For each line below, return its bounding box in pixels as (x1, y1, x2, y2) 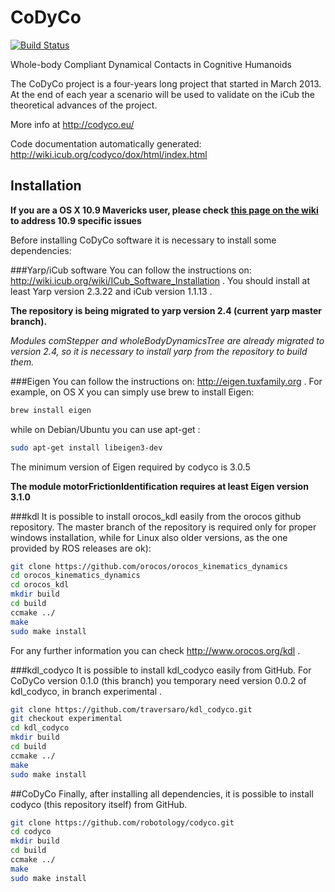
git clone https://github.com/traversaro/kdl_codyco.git (10, 704, 253, 715)
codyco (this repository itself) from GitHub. (10, 798, 188, 810)
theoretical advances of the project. (10, 99, 158, 111)
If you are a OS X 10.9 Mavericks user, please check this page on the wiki (10, 204, 319, 216)
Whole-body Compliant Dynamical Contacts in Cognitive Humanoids (10, 58, 292, 70)
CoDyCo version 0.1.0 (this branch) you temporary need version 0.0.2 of (10, 674, 307, 686)
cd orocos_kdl (10, 580, 70, 590)
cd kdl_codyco (10, 723, 70, 733)
